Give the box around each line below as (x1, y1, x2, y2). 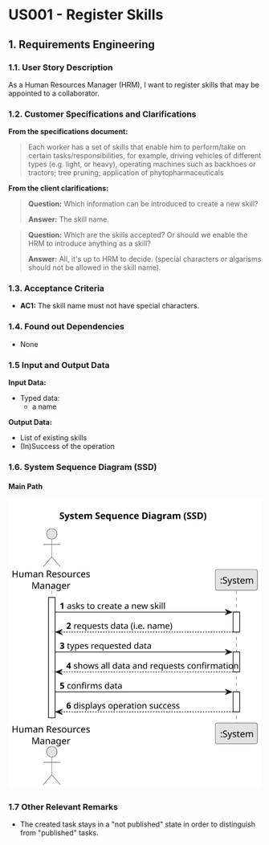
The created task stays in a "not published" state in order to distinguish (19, 819, 255, 829)
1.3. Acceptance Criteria (8, 283, 104, 294)
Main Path (8, 481, 43, 491)
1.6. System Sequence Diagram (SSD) (8, 461, 157, 472)
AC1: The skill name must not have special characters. (19, 301, 200, 311)
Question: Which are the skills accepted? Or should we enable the (27, 231, 248, 240)
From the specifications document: (8, 127, 128, 137)
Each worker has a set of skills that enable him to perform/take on (27, 142, 247, 152)
